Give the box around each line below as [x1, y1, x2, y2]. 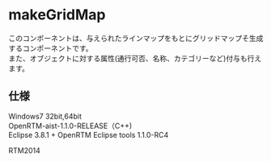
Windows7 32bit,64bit [8, 111, 83, 121]
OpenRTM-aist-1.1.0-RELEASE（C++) [8, 121, 133, 131]
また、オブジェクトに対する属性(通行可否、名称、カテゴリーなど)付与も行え [8, 53, 262, 63]
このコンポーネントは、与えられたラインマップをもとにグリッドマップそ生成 [8, 33, 264, 43]
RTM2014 [8, 145, 40, 155]
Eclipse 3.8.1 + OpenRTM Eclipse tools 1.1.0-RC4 [8, 130, 169, 139]
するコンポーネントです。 [8, 43, 93, 53]
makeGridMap [8, 6, 106, 24]
